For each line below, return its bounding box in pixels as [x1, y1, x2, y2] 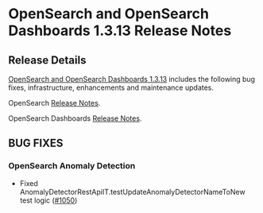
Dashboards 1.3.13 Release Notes [8, 21, 232, 40]
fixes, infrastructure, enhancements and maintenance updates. [8, 83, 215, 92]
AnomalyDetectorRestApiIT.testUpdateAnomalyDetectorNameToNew [19, 187, 246, 196]
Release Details [8, 53, 87, 67]
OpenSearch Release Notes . [8, 99, 101, 107]
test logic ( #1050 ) [19, 196, 78, 205]
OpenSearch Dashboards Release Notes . [8, 114, 142, 123]
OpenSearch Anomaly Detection [8, 161, 136, 172]
